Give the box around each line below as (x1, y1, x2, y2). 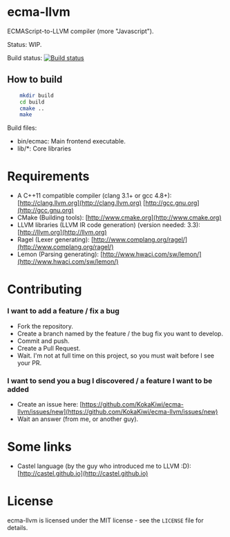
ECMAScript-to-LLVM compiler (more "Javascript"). (7, 27, 154, 35)
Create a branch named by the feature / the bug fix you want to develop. (17, 329, 223, 338)
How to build (7, 74, 63, 86)
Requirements (7, 168, 90, 184)
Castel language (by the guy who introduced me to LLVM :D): (17, 462, 191, 470)
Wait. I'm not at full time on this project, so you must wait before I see (17, 351, 215, 360)
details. (7, 523, 28, 531)
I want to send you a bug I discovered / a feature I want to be (7, 375, 213, 385)
